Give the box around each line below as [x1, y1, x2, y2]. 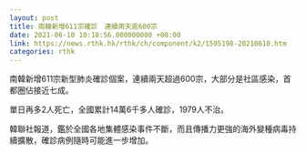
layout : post [9, 13, 59, 23]
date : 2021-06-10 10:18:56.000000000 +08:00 [9, 30, 181, 39]
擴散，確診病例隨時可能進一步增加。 [16, 135, 153, 146]
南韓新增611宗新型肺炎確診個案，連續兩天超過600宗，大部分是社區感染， [9, 74, 284, 85]
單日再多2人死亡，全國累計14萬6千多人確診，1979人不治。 [9, 104, 229, 115]
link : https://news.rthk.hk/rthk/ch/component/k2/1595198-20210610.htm [9, 38, 287, 48]
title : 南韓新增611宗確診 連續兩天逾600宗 [9, 22, 158, 31]
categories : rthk [9, 47, 76, 56]
